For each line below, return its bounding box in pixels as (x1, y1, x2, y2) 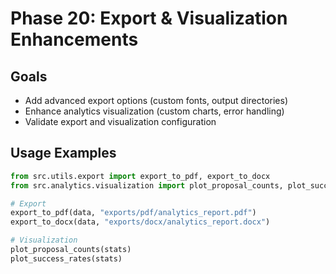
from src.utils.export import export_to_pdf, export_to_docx (10, 171, 271, 181)
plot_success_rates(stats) (10, 253, 123, 264)
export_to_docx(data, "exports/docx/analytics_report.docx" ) (10, 217, 271, 227)
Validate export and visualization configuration (24, 116, 217, 127)
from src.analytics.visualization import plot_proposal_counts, (10, 180, 284, 191)
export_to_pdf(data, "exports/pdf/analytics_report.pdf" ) (10, 208, 257, 218)
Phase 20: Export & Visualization (10, 7, 288, 30)
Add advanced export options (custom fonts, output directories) (24, 95, 289, 106)
